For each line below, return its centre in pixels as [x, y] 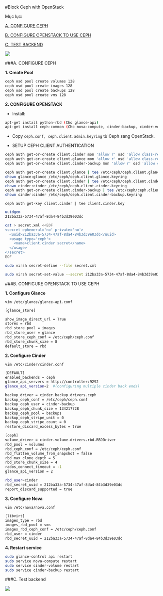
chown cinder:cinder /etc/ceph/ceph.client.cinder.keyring [66, 186]
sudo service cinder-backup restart [42, 570]
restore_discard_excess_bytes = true [43, 427]
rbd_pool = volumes [25, 444]
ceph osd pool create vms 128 [36, 95]
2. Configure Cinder [25, 355]
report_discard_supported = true [39, 489]
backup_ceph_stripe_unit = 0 [34, 418]
